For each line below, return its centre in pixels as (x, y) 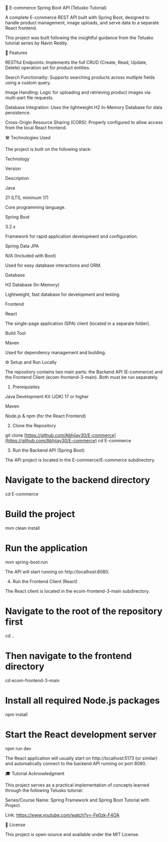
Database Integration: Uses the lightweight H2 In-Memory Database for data (84, 107)
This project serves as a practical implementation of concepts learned (77, 785)
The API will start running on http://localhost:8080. (57, 572)
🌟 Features (16, 53)
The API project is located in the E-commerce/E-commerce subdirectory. (80, 460)
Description (17, 178)
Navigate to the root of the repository (84, 611)
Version (13, 168)
